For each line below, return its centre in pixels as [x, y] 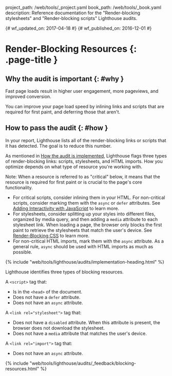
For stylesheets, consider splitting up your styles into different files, [84, 214]
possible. [22, 252]
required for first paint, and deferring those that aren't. [63, 112]
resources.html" [22, 368]
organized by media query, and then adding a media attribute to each [85, 219]
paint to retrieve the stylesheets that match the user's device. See [82, 230]
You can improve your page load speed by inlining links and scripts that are [85, 106]
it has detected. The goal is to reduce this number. [59, 146]
